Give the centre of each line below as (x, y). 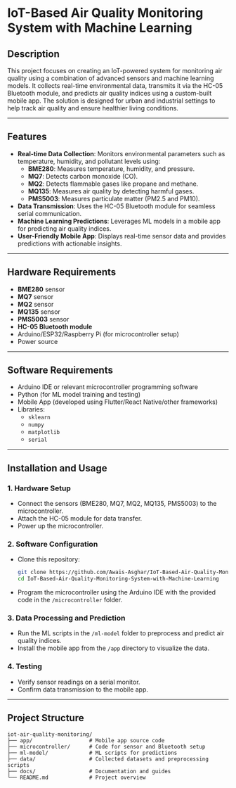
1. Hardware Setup (39, 488)
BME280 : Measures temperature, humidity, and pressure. (111, 169)
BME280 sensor (41, 289)
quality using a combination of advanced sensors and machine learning (111, 78)
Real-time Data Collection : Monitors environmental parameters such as (121, 153)
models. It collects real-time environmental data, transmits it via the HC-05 (115, 85)
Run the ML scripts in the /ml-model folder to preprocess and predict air (121, 633)
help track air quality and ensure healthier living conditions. (93, 108)
